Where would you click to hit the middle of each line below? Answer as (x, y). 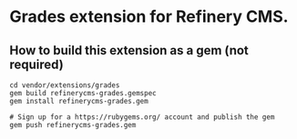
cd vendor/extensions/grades (65, 85)
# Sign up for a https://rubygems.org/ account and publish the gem (142, 117)
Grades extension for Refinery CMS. (149, 17)
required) (36, 64)
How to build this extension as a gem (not (129, 50)
